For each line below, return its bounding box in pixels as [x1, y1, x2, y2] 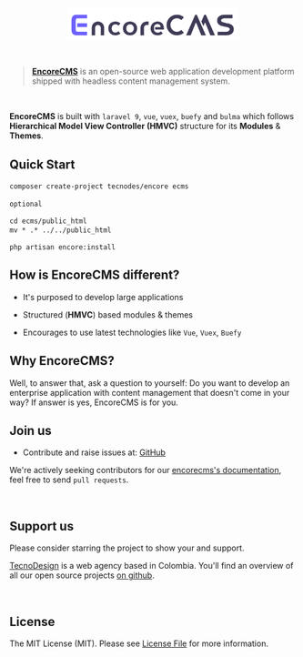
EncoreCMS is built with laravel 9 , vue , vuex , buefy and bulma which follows [9, 111, 294, 122]
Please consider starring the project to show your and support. [9, 542, 245, 553]
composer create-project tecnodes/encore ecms [9, 181, 189, 191]
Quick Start [9, 157, 76, 172]
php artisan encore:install [9, 242, 116, 252]
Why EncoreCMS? [9, 353, 116, 369]
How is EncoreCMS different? [9, 268, 180, 283]
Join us [9, 423, 52, 439]
